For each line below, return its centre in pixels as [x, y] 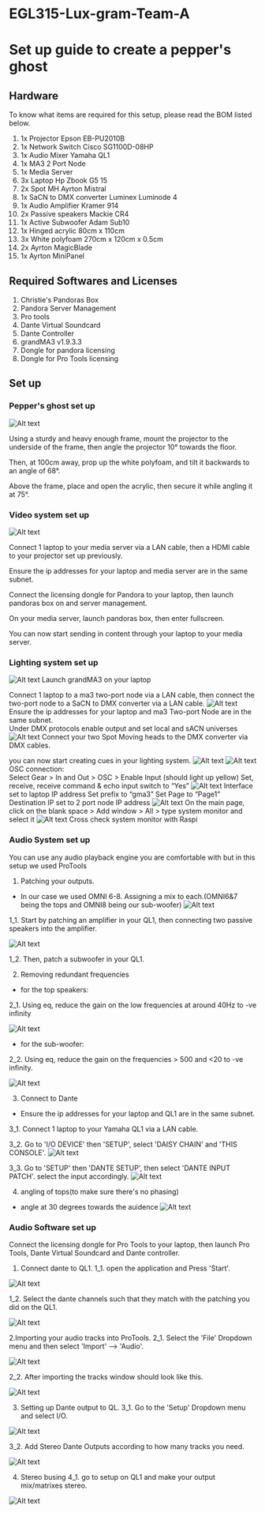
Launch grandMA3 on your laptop [96, 679]
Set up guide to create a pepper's [120, 50]
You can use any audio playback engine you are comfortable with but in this [132, 857]
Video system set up [49, 514]
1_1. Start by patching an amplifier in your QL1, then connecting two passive [131, 920]
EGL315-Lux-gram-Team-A [99, 14]
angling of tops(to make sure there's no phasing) [100, 1191]
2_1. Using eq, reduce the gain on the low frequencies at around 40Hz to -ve [133, 1005]
